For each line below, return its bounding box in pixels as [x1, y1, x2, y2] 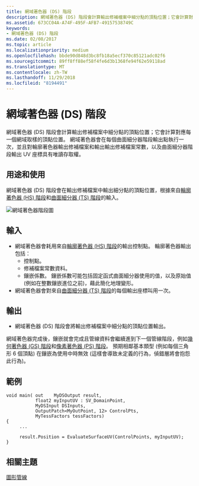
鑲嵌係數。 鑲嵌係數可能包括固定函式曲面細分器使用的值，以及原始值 [23, 272, 191, 279]
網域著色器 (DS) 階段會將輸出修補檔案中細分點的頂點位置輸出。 [14, 322, 169, 330]
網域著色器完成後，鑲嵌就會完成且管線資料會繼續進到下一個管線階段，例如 [6, 335, 188, 343]
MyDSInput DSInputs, [35, 403, 86, 409]
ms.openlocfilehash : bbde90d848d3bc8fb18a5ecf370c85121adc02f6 [6, 53, 166, 59]
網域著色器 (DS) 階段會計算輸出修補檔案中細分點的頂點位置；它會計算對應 [6, 128, 187, 135]
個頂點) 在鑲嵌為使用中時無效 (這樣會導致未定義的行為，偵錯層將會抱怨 [17, 350, 191, 357]
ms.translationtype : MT [6, 63, 65, 70]
